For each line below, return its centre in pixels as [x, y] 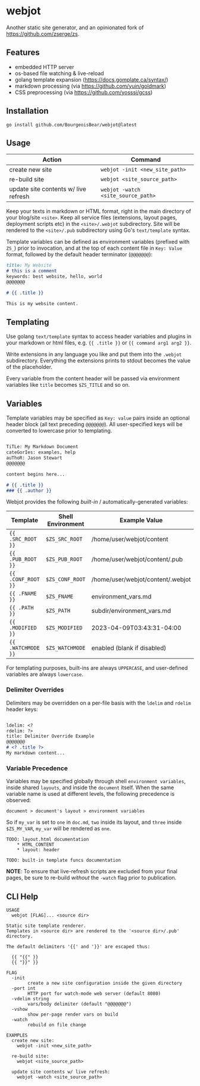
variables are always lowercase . [45, 674]
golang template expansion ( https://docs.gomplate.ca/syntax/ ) [91, 79]
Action [52, 160]
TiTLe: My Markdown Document [42, 447]
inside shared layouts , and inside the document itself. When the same [90, 787]
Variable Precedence [37, 768]
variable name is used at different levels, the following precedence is [90, 794]
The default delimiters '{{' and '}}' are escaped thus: [78, 947]
